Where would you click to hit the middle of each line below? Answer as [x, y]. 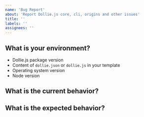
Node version [26, 76]
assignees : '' [20, 28]
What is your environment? [48, 48]
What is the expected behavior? [55, 108]
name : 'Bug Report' [25, 10]
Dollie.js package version [38, 60]
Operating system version [38, 70]
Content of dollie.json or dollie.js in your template [66, 65]
